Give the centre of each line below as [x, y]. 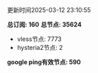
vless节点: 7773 [39, 39]
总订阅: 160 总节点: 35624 [45, 25]
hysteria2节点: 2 [40, 47]
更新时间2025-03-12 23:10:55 [49, 10]
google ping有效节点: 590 [44, 62]
